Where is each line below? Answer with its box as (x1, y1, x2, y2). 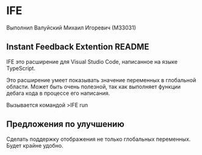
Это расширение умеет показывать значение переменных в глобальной (6, 76, 197, 83)
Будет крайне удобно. (6, 142, 64, 149)
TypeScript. (6, 64, 35, 72)
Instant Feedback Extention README (6, 42, 150, 52)
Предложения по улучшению (6, 119, 124, 129)
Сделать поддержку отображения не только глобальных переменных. (6, 135, 191, 143)
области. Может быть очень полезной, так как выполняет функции (6, 83, 181, 90)
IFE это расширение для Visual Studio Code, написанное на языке (6, 58, 178, 65)
